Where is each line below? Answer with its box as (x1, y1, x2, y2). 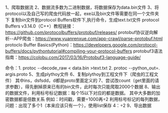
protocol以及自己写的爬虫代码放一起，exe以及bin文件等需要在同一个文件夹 (5, 10, 159, 16)
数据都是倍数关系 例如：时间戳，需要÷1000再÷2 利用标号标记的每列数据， (9, 96, 162, 102)
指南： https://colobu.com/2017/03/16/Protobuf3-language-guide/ (5, 54, 141, 60)
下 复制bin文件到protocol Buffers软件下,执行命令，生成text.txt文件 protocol (5, 17, 159, 22)
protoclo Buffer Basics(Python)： (5, 42, 74, 47)
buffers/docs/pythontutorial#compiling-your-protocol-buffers (5, 48, 132, 54)
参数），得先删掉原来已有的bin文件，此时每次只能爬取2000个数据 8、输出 (9, 84, 160, 89)
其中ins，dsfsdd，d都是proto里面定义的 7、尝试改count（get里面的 (15, 77, 155, 83)
